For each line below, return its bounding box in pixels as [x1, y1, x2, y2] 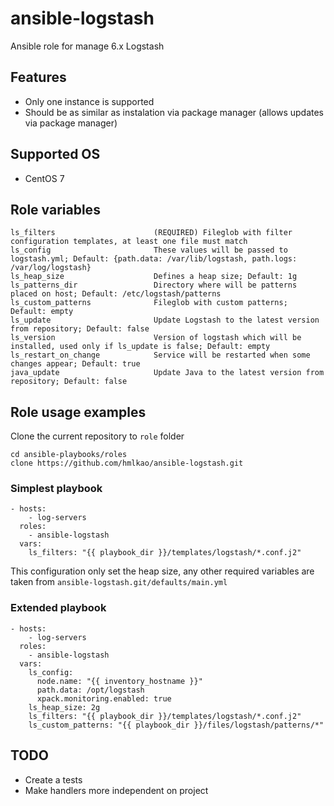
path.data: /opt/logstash [36, 685, 145, 695]
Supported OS [10, 146, 101, 163]
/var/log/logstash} [10, 263, 92, 273]
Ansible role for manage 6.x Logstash [10, 40, 165, 52]
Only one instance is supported [24, 95, 155, 107]
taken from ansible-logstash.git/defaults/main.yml [10, 576, 228, 588]
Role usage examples [10, 403, 147, 421]
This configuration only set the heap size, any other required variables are [10, 565, 315, 577]
